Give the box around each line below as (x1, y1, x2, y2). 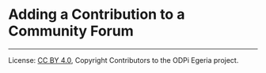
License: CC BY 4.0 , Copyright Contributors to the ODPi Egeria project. (8, 55, 239, 64)
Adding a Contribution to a (8, 5, 185, 24)
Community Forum (8, 22, 134, 40)
